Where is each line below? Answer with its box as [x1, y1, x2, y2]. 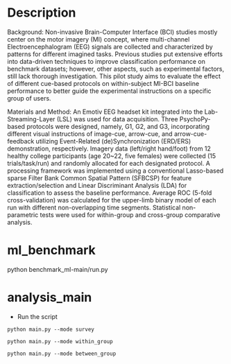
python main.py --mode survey [7, 326, 95, 333]
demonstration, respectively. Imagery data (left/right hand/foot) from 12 [7, 144, 212, 153]
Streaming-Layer [7, 114, 55, 123]
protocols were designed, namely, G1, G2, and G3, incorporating [26, 122, 210, 130]
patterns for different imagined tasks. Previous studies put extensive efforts [7, 50, 223, 58]
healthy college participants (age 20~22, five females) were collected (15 [7, 151, 216, 160]
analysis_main [7, 290, 92, 306]
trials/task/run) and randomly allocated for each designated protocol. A [7, 159, 210, 167]
